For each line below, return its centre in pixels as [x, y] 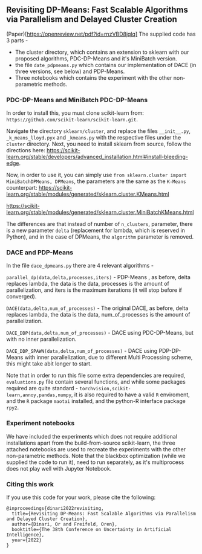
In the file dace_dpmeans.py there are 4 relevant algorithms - [80, 266]
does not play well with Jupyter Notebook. [59, 468]
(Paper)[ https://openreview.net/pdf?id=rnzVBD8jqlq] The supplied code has [101, 34]
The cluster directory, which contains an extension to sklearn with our [102, 52]
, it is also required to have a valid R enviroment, [131, 395]
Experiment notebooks [41, 424]
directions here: [26, 150]
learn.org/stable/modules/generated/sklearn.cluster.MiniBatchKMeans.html [100, 212]
